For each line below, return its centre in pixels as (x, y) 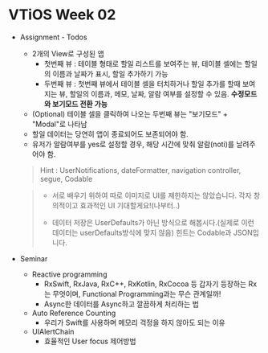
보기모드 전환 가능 (80, 104)
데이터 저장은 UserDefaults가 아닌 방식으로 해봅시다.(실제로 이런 (153, 222)
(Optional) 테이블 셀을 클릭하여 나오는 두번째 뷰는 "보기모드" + (130, 113)
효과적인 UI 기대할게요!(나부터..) (130, 205)
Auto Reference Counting (74, 313)
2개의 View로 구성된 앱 (68, 53)
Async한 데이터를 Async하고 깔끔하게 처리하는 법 (121, 304)
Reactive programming (69, 274)
